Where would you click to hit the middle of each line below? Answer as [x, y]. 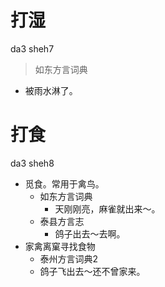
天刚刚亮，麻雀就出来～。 [107, 208]
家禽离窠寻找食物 [60, 246]
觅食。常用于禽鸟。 [64, 183]
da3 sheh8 [32, 163]
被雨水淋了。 [51, 90]
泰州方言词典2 [69, 258]
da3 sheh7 [32, 48]
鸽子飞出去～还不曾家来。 [92, 271]
